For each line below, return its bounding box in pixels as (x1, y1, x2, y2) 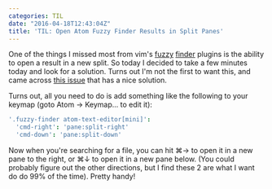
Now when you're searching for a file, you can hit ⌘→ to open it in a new (8, 146, 254, 155)
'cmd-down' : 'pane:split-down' (15, 131, 122, 139)
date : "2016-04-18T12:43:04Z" (8, 20, 112, 28)
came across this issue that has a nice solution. (8, 75, 167, 86)
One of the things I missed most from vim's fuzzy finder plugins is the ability (8, 50, 265, 59)
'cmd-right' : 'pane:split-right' (15, 123, 129, 131)
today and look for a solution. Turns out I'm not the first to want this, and (8, 67, 251, 77)
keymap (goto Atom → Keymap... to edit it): (8, 99, 153, 110)
